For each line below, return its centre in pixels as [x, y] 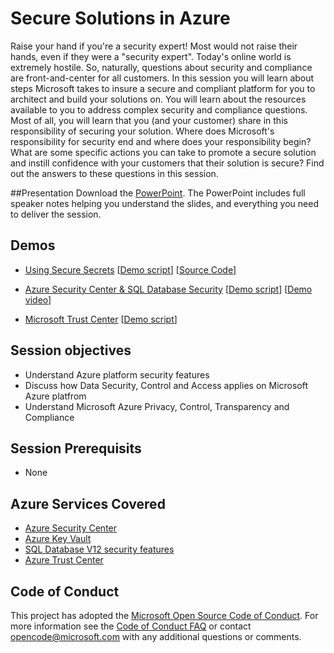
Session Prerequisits [76, 448]
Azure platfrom [55, 396]
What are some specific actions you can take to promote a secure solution [163, 152]
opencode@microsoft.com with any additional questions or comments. [156, 636]
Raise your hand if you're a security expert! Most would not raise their [154, 46]
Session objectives [71, 350]
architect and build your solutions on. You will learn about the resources [158, 99]
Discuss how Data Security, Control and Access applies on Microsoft [166, 385]
